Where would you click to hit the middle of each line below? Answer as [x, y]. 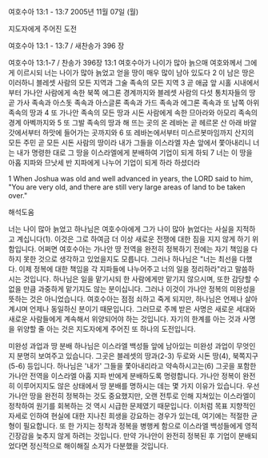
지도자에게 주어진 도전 [43, 29]
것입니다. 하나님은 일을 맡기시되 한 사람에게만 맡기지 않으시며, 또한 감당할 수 [141, 279]
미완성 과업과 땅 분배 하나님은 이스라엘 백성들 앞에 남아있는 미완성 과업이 [121, 346]
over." [18, 195]
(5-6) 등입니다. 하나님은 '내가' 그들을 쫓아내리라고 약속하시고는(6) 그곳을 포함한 [132, 366]
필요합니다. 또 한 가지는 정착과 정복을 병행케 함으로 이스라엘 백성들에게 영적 [140, 426]
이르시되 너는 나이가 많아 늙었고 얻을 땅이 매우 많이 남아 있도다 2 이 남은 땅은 [136, 73]
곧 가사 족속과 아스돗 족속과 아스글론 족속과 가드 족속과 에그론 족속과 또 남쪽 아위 [134, 103]
